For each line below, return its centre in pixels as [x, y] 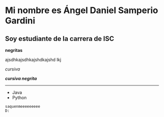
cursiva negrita [21, 78]
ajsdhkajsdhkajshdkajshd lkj [33, 60]
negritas [14, 50]
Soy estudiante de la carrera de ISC [60, 39]
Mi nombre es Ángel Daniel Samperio [82, 10]
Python [19, 98]
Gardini [20, 21]
